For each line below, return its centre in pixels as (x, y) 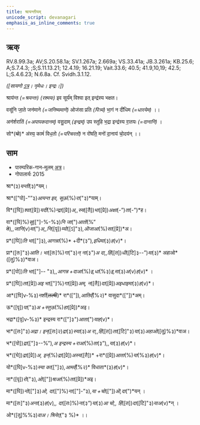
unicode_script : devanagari (41, 17)
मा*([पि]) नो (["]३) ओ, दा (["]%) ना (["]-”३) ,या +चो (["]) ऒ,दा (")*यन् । (76, 391)
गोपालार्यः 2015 (30, 174)
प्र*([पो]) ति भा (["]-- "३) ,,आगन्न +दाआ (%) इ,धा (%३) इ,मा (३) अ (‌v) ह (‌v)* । (80, 271)
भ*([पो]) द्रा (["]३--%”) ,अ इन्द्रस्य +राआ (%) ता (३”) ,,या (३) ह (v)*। (71, 343)
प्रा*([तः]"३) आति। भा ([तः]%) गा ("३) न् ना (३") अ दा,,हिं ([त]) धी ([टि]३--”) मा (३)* (84, 253)
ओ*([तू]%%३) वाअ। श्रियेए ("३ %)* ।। (47, 415)
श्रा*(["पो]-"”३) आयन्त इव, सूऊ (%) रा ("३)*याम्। (54, 198)
